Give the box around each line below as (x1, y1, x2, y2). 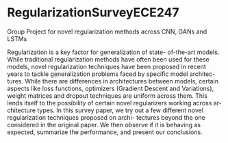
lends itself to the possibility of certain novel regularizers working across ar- (7, 99, 223, 107)
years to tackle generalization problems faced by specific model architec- (7, 70, 216, 78)
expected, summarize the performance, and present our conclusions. (7, 128, 203, 136)
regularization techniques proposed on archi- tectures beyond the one (7, 113, 205, 121)
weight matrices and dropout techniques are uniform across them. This (7, 91, 207, 100)
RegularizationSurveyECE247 (7, 5, 179, 21)
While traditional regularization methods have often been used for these (7, 55, 210, 63)
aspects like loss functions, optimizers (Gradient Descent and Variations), (7, 84, 214, 92)
